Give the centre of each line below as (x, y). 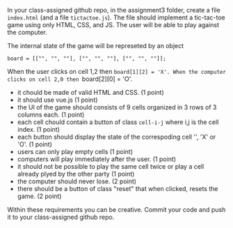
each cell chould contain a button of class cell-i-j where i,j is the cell (118, 122)
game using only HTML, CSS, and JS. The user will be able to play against (113, 25)
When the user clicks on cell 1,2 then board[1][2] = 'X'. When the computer (116, 71)
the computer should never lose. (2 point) (77, 181)
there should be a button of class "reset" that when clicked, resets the (118, 189)
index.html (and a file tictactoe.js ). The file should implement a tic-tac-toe (116, 17)
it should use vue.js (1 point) (57, 100)
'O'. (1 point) (34, 144)
